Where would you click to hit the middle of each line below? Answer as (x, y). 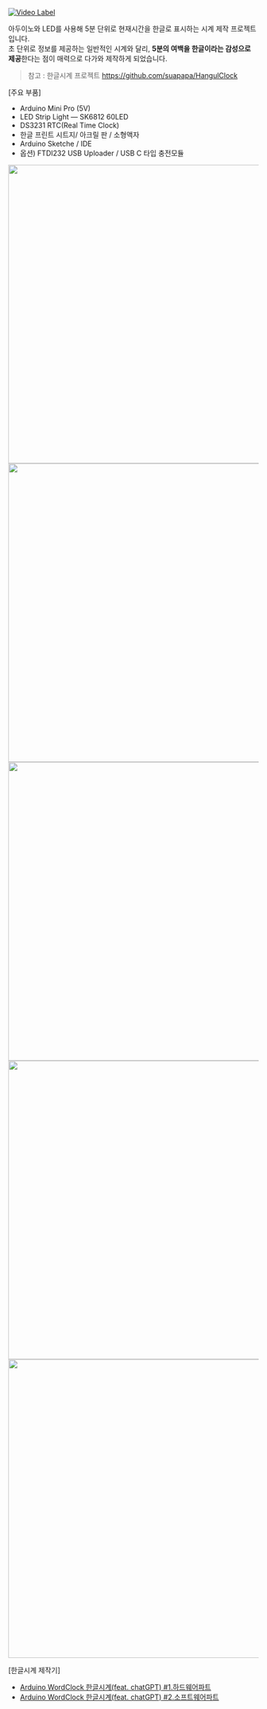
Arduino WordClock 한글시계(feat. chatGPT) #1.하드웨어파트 (116, 1687)
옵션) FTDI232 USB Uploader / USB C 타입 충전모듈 (102, 153)
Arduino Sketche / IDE (56, 144)
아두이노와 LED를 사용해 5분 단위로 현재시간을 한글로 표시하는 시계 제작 (118, 29)
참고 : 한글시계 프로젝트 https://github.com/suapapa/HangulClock (133, 75)
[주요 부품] (25, 92)
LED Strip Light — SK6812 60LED (74, 117)
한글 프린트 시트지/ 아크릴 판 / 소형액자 (79, 135)
